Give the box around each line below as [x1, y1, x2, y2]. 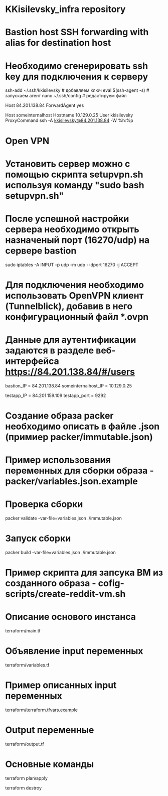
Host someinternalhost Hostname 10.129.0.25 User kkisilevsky [5, 112, 133, 118]
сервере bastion [5, 245, 77, 256]
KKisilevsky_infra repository [5, 4, 126, 15]
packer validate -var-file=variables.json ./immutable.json [5, 515, 122, 521]
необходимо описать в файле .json [5, 421, 159, 432]
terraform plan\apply [5, 775, 48, 781]
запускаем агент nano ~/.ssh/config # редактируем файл [5, 93, 127, 99]
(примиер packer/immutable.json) [5, 431, 153, 443]
